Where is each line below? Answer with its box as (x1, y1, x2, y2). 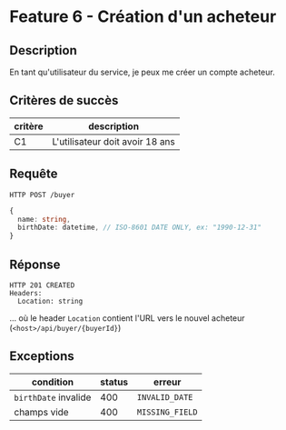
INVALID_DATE (136, 392, 193, 402)
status (99, 375, 129, 388)
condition (31, 375, 74, 388)
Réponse (9, 256, 61, 272)
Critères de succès (9, 93, 119, 108)
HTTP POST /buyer (9, 190, 75, 199)
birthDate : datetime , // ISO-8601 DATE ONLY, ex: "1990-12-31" (17, 223, 261, 233)
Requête (9, 166, 58, 182)
